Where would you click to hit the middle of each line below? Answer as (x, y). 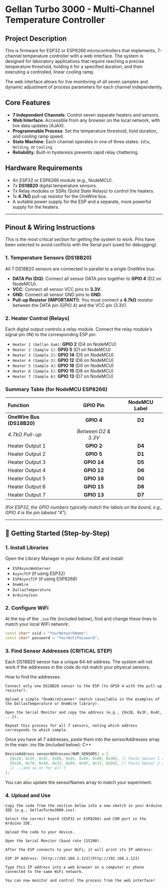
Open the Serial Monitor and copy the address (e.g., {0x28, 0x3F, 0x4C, (84, 713)
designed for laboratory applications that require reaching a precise (75, 61)
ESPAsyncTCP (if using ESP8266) (45, 579)
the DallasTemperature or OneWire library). (52, 704)
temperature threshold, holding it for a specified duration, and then (74, 67)
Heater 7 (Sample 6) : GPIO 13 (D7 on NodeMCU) (63, 376)
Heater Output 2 (27, 454)
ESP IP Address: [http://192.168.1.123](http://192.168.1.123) (72, 859)
